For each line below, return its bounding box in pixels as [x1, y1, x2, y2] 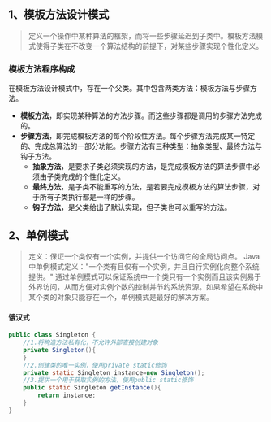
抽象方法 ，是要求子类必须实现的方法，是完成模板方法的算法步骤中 [32, 162, 253, 172]
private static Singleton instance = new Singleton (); [23, 368, 205, 376]
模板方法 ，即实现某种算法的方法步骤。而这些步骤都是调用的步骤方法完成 [19, 111, 262, 120]
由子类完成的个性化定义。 [39, 172, 126, 181]
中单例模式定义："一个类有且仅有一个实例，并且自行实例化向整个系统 [28, 261, 260, 271]
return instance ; [37, 391, 96, 400]
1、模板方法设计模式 [8, 7, 110, 22]
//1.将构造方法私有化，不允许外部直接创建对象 [23, 338, 159, 346]
